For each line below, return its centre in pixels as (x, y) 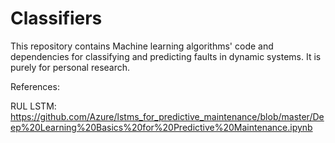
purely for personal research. (70, 67)
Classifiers (56, 18)
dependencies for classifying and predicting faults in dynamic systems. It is (166, 56)
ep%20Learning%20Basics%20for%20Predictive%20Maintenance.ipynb (161, 127)
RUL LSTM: (33, 106)
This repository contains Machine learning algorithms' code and (142, 46)
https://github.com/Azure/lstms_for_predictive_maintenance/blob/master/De (167, 116)
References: (35, 86)
